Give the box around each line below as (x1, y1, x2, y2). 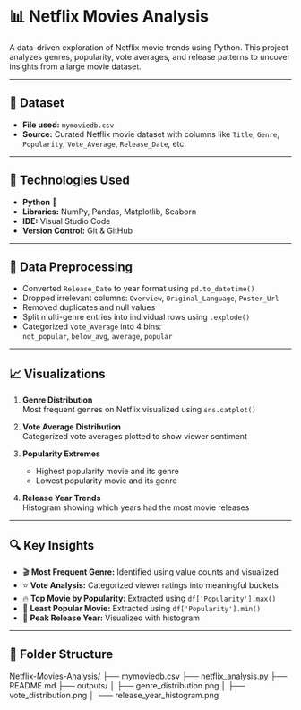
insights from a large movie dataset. (9, 61, 142, 72)
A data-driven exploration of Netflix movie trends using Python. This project (9, 41, 289, 53)
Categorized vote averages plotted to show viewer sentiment (21, 431, 248, 442)
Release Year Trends (21, 493, 101, 504)
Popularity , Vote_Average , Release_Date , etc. (21, 138, 186, 149)
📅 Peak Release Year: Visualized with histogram (21, 612, 200, 623)
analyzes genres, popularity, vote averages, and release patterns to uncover (9, 51, 291, 62)
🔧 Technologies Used (9, 173, 130, 188)
